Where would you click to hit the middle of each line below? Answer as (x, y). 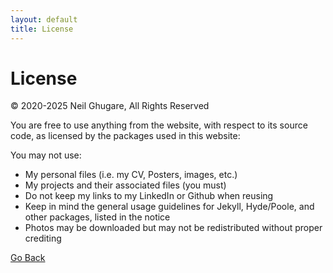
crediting (43, 238)
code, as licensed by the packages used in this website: (125, 136)
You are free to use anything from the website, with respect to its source (159, 125)
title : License (42, 29)
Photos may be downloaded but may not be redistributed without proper (173, 228)
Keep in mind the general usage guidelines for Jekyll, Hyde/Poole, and (169, 207)
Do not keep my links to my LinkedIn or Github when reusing (149, 196)
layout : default (44, 19)
